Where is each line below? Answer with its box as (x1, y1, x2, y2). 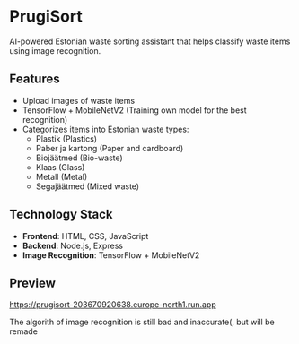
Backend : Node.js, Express (22, 240, 124, 251)
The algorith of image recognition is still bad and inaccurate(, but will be (9, 316, 276, 328)
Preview (9, 275, 57, 290)
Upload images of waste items (22, 95, 136, 106)
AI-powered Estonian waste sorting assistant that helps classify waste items (9, 36, 291, 47)
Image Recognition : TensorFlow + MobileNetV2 (22, 249, 200, 261)
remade (9, 326, 39, 337)
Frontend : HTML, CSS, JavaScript (22, 230, 149, 241)
